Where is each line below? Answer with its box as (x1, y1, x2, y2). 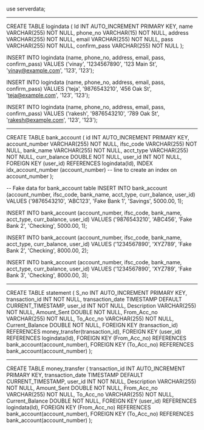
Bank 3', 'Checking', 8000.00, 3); (6, 272, 89, 279)
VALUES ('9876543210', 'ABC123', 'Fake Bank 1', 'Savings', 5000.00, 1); (6, 197, 184, 205)
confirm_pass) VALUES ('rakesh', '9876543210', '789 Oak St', (6, 110, 160, 117)
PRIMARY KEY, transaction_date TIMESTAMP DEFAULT (6, 372, 144, 378)
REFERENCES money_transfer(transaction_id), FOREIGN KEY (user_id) (6, 328, 182, 335)
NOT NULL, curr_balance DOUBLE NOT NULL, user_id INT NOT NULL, (6, 153, 182, 160)
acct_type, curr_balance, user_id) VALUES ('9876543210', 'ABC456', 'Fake (6, 216, 192, 223)
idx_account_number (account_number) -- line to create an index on (6, 166, 177, 173)
